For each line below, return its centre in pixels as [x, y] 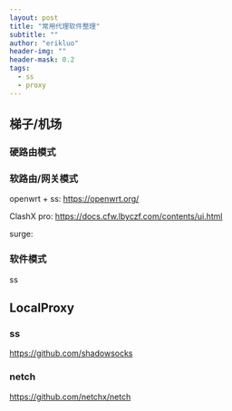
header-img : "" [38, 52]
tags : [19, 69]
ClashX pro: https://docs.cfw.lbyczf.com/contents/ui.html [116, 216]
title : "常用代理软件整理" [55, 26]
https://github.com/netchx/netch [70, 397]
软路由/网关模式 [44, 178]
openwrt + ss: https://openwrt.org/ [74, 199]
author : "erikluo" [44, 43]
